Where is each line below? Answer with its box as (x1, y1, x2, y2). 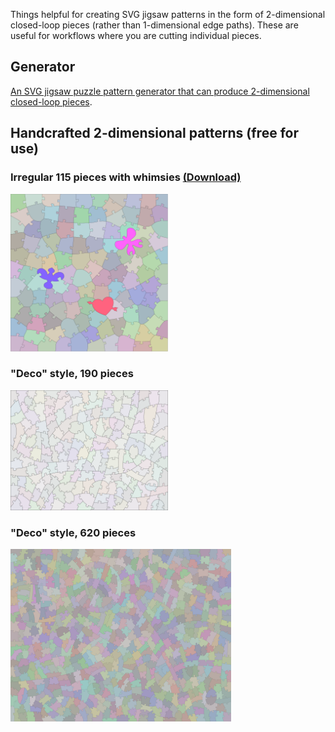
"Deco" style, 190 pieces (10, 367, 134, 381)
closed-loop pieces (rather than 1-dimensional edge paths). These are (10, 19, 299, 31)
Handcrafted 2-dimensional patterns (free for (10, 125, 299, 142)
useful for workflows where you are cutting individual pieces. (10, 30, 262, 41)
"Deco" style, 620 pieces (10, 525, 137, 539)
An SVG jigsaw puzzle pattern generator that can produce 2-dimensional (10, 85, 310, 97)
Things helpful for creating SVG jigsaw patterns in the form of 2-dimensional (10, 9, 326, 20)
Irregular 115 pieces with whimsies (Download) (10, 170, 242, 184)
